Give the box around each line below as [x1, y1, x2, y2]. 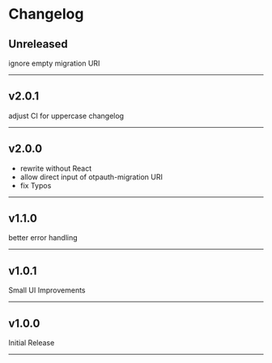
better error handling [8, 233, 79, 243]
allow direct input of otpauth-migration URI [19, 171, 164, 182]
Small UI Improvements [8, 285, 86, 295]
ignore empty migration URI [8, 58, 100, 68]
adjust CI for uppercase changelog [8, 111, 124, 120]
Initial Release [8, 338, 55, 348]
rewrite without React [19, 163, 91, 173]
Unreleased [8, 37, 69, 51]
